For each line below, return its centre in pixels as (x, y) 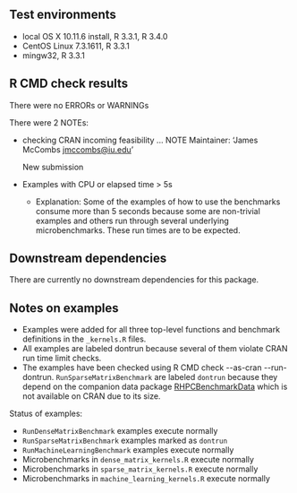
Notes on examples (64, 308)
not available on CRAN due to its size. (91, 396)
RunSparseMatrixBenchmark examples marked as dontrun (125, 441)
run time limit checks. (62, 359)
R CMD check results (69, 84)
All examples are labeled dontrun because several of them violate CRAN (155, 349)
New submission (53, 167)
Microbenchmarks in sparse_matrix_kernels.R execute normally (140, 469)
